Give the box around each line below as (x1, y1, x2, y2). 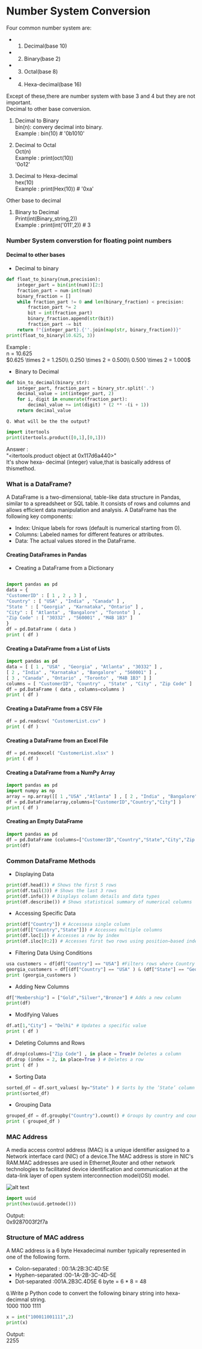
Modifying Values (14, 1011, 59, 1019)
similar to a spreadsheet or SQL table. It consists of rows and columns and (6, 499, 191, 507)
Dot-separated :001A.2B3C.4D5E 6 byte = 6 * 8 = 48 (14, 1278, 147, 1285)
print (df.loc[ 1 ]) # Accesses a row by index (6, 933, 120, 939)
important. (6, 98, 32, 106)
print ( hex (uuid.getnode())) (6, 1201, 77, 1207)
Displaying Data (14, 870, 54, 877)
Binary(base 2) (23, 55, 61, 62)
